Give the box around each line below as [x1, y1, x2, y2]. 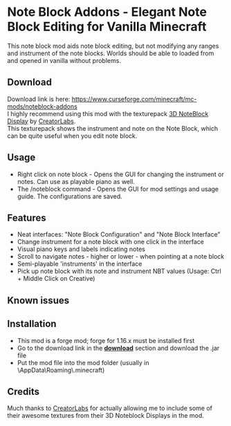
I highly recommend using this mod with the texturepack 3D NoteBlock [7, 109, 209, 118]
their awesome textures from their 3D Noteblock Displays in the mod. [7, 411, 204, 420]
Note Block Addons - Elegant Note [7, 4, 207, 20]
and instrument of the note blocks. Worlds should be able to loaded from [7, 49, 214, 57]
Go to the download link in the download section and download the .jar [17, 344, 220, 352]
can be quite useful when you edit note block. [7, 131, 138, 140]
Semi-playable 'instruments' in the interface [17, 260, 142, 268]
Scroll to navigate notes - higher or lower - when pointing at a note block [17, 252, 225, 261]
